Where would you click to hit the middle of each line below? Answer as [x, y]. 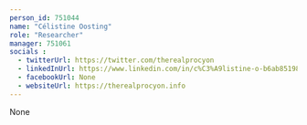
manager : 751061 [40, 43]
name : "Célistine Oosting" [61, 26]
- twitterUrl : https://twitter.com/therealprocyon [116, 60]
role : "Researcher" [47, 35]
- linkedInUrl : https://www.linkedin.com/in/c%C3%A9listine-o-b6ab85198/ [161, 69]
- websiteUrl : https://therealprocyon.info [101, 86]
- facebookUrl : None [57, 78]
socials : [28, 52]
